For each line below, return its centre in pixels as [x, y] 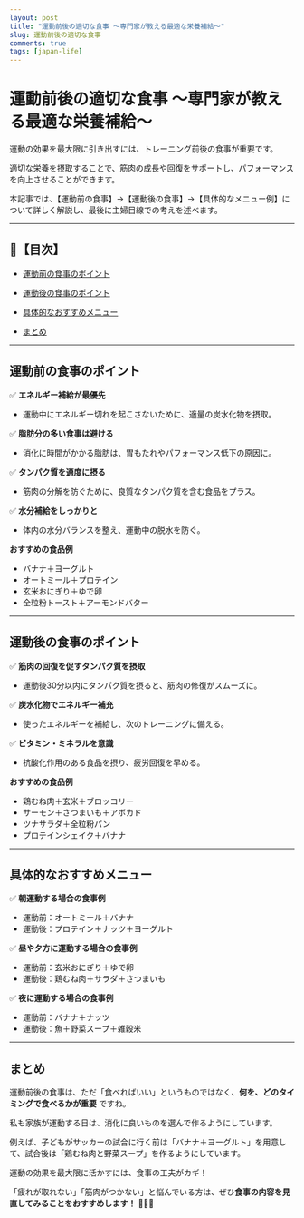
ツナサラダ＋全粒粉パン [66, 823]
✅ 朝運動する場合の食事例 [57, 899]
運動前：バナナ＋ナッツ [66, 1017]
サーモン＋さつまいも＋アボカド [82, 812]
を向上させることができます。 [65, 180]
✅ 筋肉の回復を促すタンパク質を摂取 [77, 666]
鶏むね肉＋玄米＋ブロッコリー [78, 801]
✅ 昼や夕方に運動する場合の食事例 [73, 948]
